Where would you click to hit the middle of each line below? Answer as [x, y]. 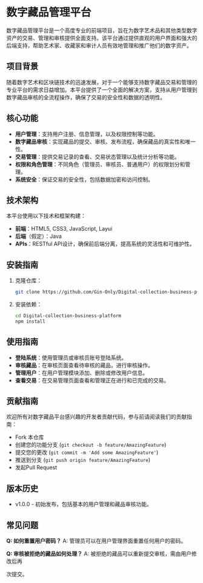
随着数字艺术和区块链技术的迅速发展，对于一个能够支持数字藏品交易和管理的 [102, 82]
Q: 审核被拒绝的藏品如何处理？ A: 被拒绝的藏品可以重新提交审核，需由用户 [99, 554]
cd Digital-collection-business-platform [68, 316]
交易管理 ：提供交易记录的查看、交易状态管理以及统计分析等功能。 [97, 156]
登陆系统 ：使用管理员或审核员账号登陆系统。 [71, 357]
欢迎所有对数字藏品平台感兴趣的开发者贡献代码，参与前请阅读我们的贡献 [96, 417]
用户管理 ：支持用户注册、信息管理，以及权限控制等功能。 [87, 134]
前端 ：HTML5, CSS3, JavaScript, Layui [64, 229]
